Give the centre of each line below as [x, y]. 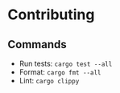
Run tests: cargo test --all [66, 63]
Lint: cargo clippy [49, 81]
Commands [37, 44]
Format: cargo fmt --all [60, 72]
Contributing [51, 15]
